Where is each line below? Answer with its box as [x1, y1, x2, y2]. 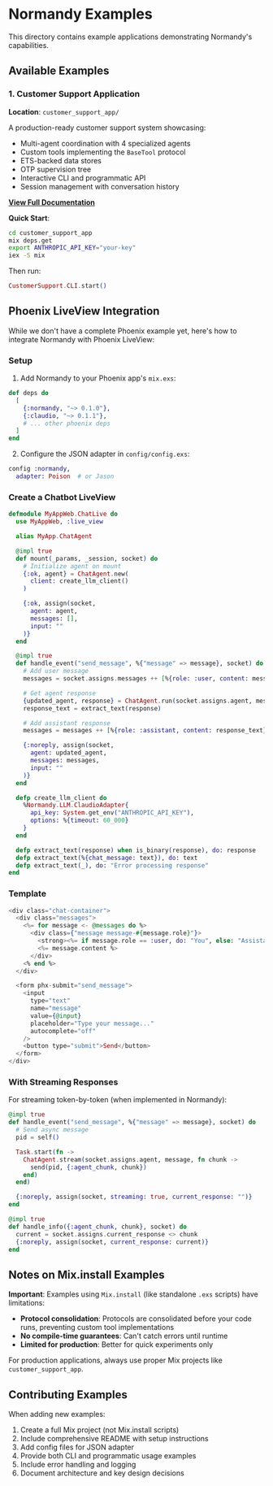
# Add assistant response [23, 719, 111, 728]
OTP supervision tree [19, 164, 92, 174]
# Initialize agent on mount [23, 562, 122, 570]
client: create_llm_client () [29, 577, 129, 585]
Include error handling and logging [19, 1460, 136, 1469]
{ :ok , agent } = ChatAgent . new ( [23, 570, 129, 578]
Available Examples [8, 64, 110, 78]
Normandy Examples [8, 5, 153, 24]
